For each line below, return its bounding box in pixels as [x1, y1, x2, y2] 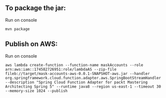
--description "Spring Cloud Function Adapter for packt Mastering [5, 80, 148, 85]
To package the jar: [5, 4, 66, 12]
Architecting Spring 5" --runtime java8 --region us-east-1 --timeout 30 [5, 84, 162, 89]
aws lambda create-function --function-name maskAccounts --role [5, 63, 143, 67]
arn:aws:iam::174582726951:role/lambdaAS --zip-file [5, 66, 117, 72]
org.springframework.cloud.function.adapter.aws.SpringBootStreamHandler [5, 75, 162, 80]
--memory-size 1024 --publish [5, 88, 68, 93]
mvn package [5, 27, 30, 32]
